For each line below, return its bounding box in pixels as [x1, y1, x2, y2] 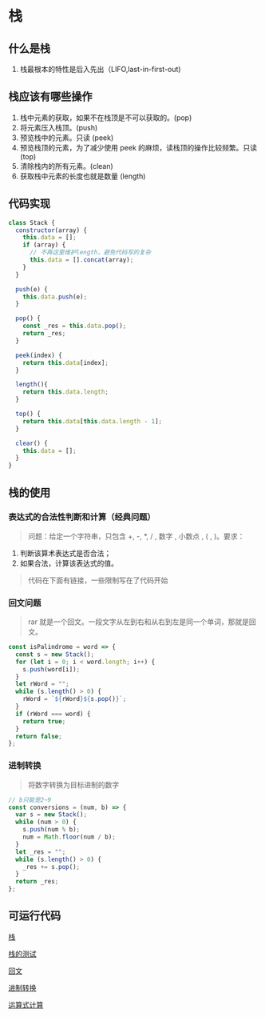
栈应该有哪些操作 [8, 90, 93, 104]
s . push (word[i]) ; [22, 665, 81, 673]
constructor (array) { [15, 226, 88, 234]
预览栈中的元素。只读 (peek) [19, 133, 114, 142]
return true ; [22, 717, 66, 725]
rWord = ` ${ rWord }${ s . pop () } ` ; [22, 695, 127, 703]
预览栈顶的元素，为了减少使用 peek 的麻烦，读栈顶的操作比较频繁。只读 [19, 142, 258, 152]
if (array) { [22, 241, 66, 249]
